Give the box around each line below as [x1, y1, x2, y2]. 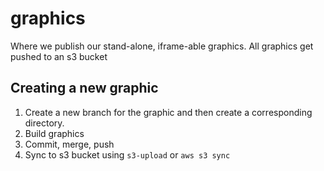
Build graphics [24, 127, 85, 139]
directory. [24, 117, 65, 129]
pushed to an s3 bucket [10, 50, 108, 62]
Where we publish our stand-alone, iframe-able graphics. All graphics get [10, 40, 314, 52]
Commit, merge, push [24, 138, 115, 150]
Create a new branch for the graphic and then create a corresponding [24, 106, 313, 118]
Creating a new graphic [10, 80, 159, 97]
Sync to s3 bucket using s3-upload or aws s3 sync [24, 148, 231, 161]
